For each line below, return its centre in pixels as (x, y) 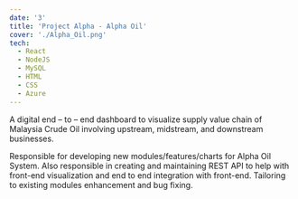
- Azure (32, 93)
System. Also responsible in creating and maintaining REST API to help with (149, 166)
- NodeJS (34, 60)
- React (32, 52)
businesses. (32, 138)
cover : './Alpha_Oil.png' (58, 34)
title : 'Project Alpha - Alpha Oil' (78, 26)
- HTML (30, 77)
